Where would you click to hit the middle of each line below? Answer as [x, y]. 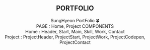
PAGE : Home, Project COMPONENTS [75, 26]
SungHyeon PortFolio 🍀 [75, 20]
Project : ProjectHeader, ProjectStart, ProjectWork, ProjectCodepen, [75, 37]
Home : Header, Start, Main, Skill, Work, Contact [75, 31]
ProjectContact [75, 42]
